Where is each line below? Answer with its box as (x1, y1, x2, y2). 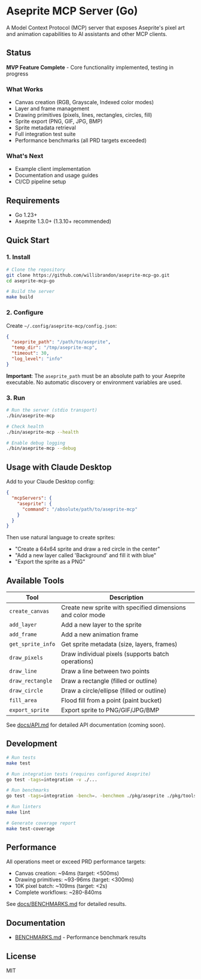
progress (6, 70, 29, 77)
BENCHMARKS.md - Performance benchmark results (14, 933, 147, 941)
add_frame (9, 631, 37, 638)
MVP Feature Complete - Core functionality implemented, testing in (6, 64, 173, 71)
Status (6, 48, 32, 58)
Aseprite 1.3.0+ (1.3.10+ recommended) (14, 217, 112, 225)
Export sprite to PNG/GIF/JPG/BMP (60, 706, 160, 714)
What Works (6, 85, 44, 93)
